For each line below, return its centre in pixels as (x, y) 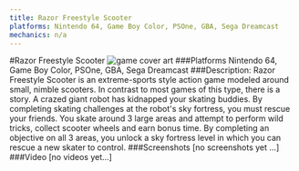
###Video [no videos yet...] (61, 157)
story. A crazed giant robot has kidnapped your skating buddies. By (136, 99)
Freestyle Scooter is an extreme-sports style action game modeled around (149, 80)
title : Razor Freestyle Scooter (71, 18)
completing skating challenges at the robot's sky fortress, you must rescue (150, 109)
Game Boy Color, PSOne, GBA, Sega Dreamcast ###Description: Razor (143, 70)
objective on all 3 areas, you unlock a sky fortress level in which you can (145, 138)
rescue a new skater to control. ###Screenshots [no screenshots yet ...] (144, 147)
